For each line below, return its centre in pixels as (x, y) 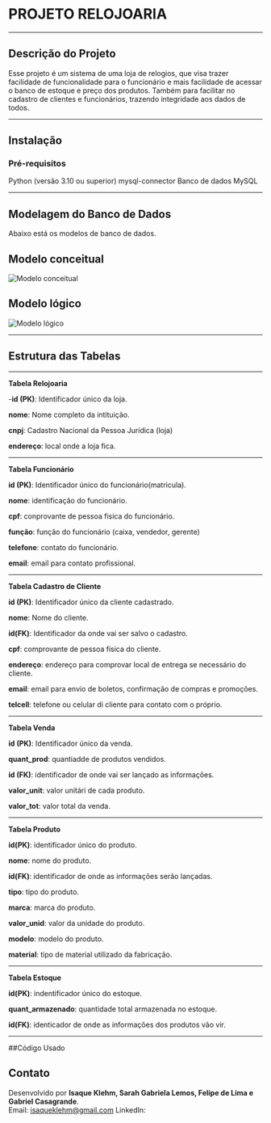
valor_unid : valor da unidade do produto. (77, 923)
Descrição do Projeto (62, 54)
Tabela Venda (32, 727)
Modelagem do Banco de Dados (90, 214)
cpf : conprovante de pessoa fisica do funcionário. (92, 516)
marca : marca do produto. (52, 907)
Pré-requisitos (37, 164)
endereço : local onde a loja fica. (62, 446)
